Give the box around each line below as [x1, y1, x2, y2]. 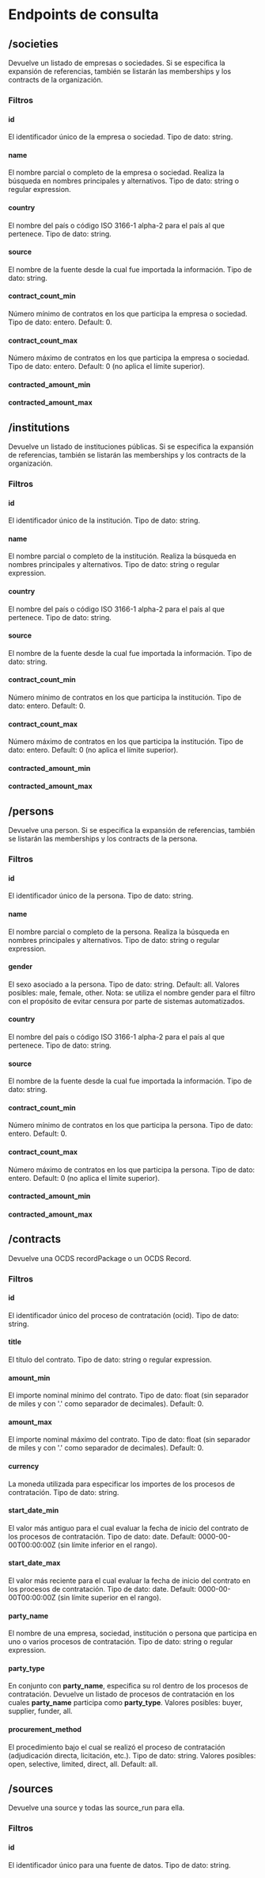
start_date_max [8, 1558, 61, 1568]
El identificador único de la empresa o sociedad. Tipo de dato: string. [8, 132, 233, 142]
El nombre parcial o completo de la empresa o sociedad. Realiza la [8, 168, 225, 178]
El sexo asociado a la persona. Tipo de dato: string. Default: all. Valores [8, 979, 240, 989]
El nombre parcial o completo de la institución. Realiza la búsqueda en [8, 551, 237, 561]
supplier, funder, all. [8, 1707, 73, 1716]
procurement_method [8, 1724, 81, 1734]
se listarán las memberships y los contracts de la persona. [8, 834, 198, 844]
